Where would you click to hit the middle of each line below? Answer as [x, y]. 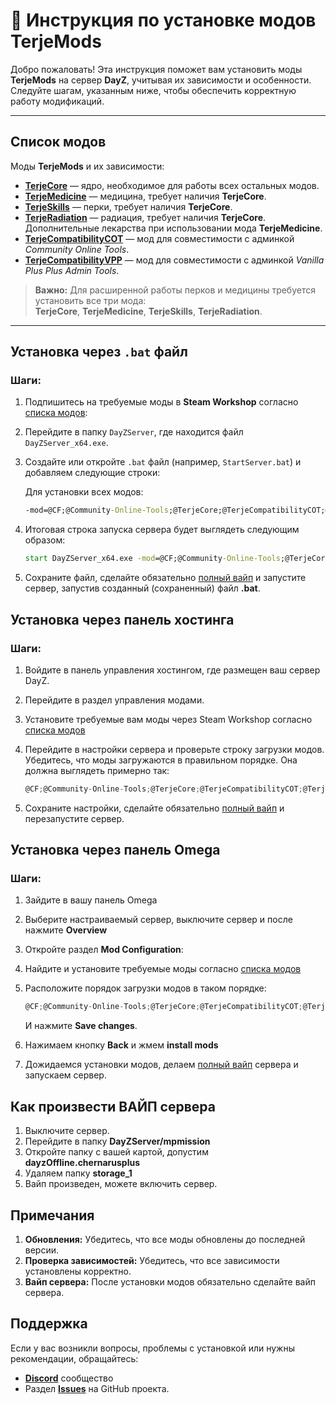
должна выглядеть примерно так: [97, 770]
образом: [45, 540]
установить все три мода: [90, 300]
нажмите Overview [66, 930]
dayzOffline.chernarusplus [82, 1163]
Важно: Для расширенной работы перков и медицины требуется [175, 290]
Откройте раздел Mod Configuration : [104, 950]
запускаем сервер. [65, 1075]
